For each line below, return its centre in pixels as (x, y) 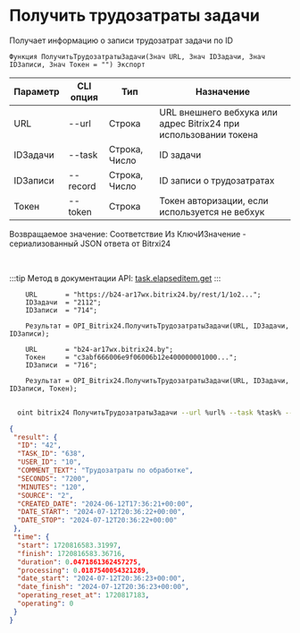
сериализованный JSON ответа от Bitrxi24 (90, 244)
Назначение (223, 91)
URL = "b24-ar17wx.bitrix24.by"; (100, 349)
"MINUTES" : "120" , (52, 487)
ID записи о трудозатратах (217, 180)
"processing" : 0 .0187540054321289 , (83, 570)
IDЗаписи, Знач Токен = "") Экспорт (77, 64)
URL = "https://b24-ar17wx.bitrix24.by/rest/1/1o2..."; (143, 295)
